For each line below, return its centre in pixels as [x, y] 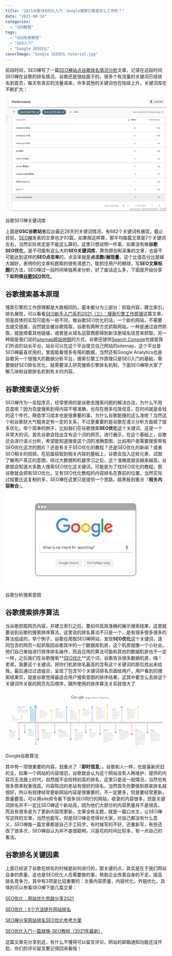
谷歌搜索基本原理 [32, 294]
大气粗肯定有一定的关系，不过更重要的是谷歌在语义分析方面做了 [95, 422]
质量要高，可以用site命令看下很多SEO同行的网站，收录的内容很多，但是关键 [85, 799]
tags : [11, 33]
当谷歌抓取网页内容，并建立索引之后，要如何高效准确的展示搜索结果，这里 [84, 626]
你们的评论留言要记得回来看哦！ [48, 948]
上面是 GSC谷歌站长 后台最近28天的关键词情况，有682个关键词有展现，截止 [84, 231]
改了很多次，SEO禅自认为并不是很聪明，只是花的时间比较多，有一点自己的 [84, 830]
